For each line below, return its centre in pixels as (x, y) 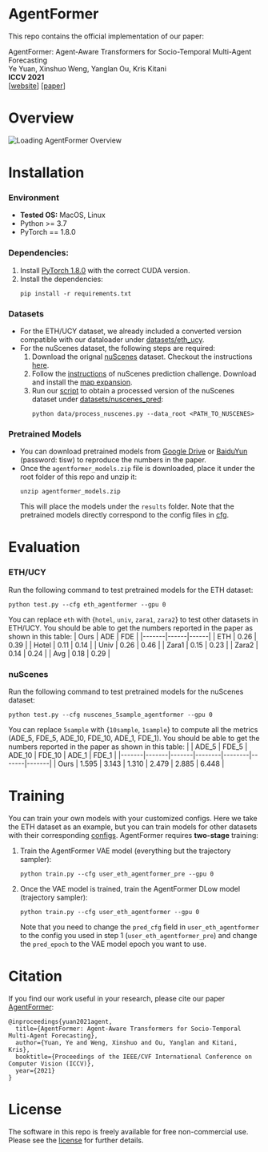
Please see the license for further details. (76, 1140)
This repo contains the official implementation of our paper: (106, 36)
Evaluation (44, 548)
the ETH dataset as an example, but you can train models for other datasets (133, 827)
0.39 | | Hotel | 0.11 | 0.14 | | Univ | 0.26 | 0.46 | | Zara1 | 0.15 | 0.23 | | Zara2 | (133, 645)
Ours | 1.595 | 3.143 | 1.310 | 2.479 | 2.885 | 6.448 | (141, 764)
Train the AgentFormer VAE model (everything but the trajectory (125, 851)
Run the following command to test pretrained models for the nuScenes (126, 692)
